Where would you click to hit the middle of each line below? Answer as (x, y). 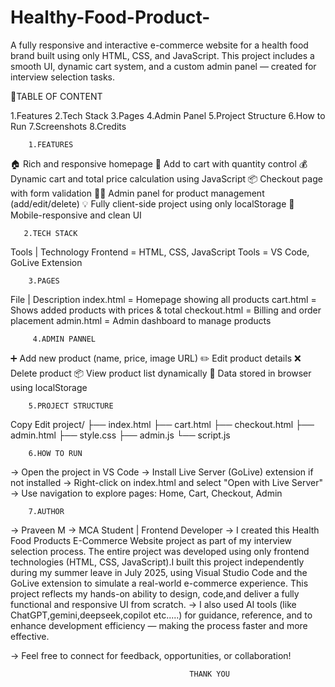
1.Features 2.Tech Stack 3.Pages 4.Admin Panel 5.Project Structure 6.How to (168, 115)
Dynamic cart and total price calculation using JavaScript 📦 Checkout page (166, 178)
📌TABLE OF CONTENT (56, 96)
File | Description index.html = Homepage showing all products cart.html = (163, 299)
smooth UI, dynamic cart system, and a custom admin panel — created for (163, 66)
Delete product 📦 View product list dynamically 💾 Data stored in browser (161, 373)
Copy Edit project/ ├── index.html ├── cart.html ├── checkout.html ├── (162, 424)
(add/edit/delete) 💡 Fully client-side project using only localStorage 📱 (152, 203)
